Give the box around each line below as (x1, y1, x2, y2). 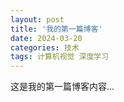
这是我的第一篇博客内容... (10, 81, 115, 93)
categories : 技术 (10, 42, 80, 53)
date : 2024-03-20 (10, 33, 83, 43)
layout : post (10, 14, 65, 25)
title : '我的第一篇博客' (10, 24, 103, 34)
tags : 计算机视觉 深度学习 (10, 52, 110, 62)
